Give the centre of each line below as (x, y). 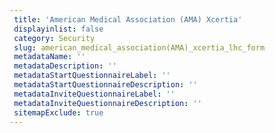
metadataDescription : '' (65, 66)
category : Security (54, 38)
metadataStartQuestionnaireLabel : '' (92, 76)
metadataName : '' (49, 57)
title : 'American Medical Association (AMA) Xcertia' (128, 19)
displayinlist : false (58, 29)
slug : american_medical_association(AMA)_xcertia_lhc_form (139, 47)
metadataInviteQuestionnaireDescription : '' (107, 103)
